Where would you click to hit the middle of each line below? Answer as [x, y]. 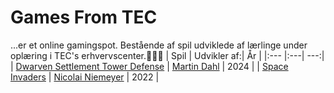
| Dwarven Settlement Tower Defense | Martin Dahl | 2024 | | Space [149, 66]
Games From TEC [84, 17]
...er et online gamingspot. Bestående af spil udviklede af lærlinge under [159, 45]
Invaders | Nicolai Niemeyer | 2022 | [85, 77]
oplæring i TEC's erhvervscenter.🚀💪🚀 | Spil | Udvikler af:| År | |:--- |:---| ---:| [167, 55]
